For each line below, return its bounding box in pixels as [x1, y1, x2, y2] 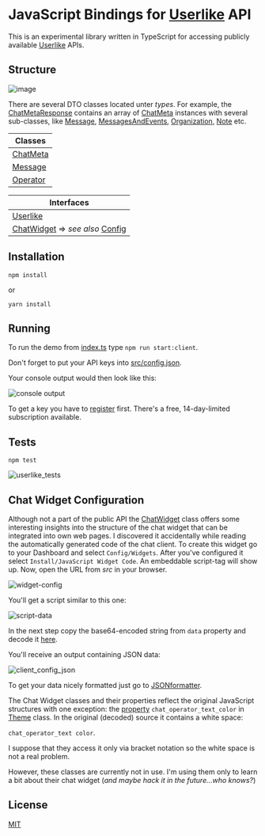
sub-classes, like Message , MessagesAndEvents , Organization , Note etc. [8, 116, 247, 126]
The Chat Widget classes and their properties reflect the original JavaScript [8, 696, 255, 705]
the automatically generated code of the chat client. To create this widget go [8, 540, 258, 549]
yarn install [8, 300, 51, 308]
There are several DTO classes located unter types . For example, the [8, 99, 232, 108]
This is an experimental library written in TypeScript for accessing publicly [8, 32, 250, 41]
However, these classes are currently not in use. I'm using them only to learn [8, 767, 258, 777]
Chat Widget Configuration [8, 493, 145, 507]
